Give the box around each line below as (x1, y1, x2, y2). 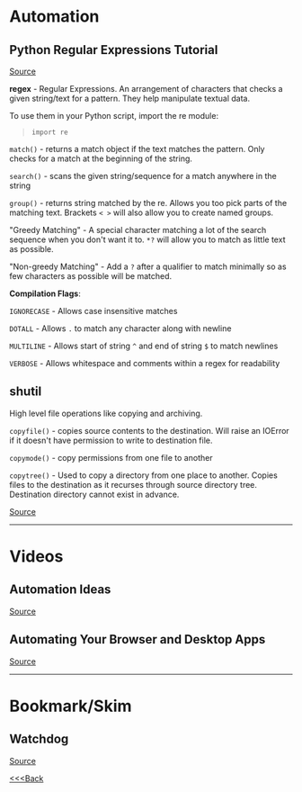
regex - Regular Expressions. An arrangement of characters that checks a (9, 84, 283, 94)
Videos (9, 546, 64, 566)
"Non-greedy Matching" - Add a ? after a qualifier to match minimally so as (9, 261, 287, 272)
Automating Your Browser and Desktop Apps (9, 632, 266, 647)
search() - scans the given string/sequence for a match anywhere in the (9, 171, 277, 181)
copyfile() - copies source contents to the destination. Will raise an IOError (9, 425, 289, 436)
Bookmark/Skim (9, 696, 132, 716)
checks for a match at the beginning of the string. (9, 153, 193, 164)
